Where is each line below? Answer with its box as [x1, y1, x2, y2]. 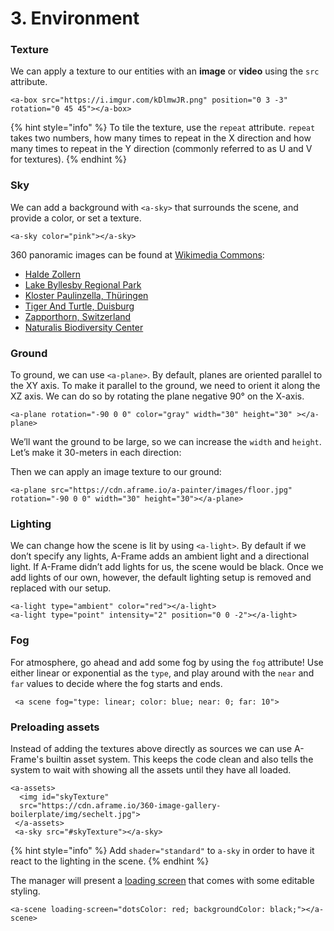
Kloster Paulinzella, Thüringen [24, 289, 149, 301]
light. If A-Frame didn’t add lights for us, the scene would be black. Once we [10, 561, 324, 573]
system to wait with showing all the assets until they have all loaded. [10, 763, 292, 776]
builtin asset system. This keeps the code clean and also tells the [45, 753, 314, 765]
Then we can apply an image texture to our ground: [10, 466, 222, 478]
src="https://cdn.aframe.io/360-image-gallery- [19, 800, 222, 811]
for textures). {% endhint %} [10, 153, 127, 166]
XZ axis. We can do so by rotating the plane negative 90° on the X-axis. [10, 390, 305, 402]
